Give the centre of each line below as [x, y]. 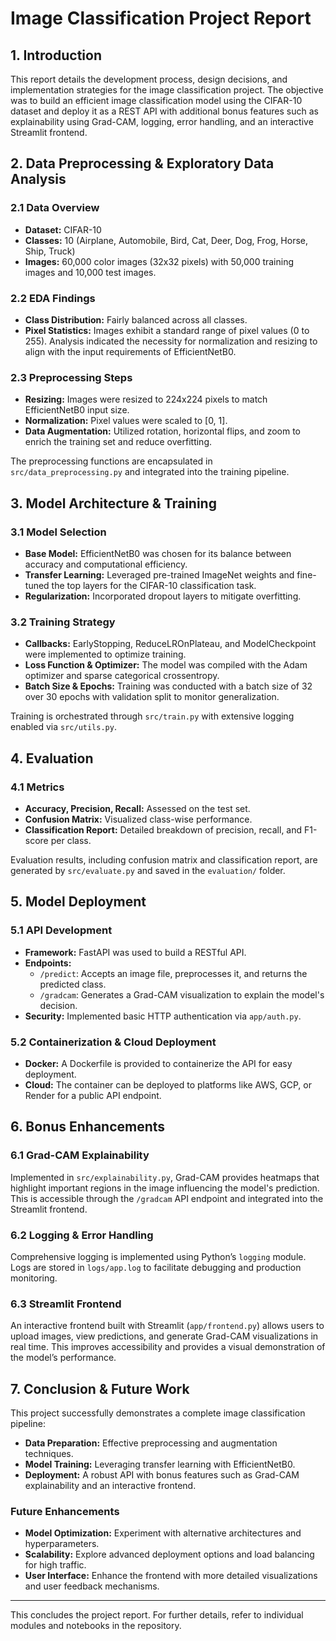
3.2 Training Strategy [63, 622]
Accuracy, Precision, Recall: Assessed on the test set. [137, 808]
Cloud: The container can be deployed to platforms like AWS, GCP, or [168, 1084]
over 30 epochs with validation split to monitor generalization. [152, 697]
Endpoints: [48, 963]
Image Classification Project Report [161, 18]
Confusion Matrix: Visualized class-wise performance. [138, 819]
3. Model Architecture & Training [113, 503]
